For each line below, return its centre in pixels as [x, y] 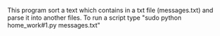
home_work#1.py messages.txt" [54, 25]
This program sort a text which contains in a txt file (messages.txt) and [110, 10]
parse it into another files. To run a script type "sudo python [94, 18]
